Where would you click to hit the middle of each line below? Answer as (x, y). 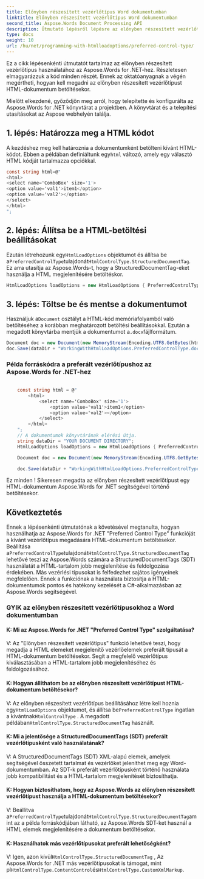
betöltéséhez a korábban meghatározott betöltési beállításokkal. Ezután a (98, 325)
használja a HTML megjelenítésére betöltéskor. (65, 274)
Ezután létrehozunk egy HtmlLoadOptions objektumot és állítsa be (87, 255)
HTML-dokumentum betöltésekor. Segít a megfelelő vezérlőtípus (87, 656)
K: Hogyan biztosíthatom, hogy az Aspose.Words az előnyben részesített (101, 790)
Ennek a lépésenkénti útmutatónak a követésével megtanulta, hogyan (93, 527)
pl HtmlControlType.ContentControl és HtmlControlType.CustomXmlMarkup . (95, 870)
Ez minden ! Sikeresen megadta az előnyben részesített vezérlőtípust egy (98, 480)
